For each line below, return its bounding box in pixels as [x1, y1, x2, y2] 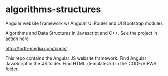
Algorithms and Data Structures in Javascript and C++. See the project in [5, 30, 158, 36]
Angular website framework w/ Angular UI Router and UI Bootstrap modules [5, 20, 163, 26]
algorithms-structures [5, 4, 101, 15]
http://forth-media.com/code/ [5, 45, 67, 51]
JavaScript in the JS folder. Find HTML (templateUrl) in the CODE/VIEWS [5, 60, 157, 66]
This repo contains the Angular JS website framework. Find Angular [5, 55, 147, 61]
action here [5, 35, 29, 42]
